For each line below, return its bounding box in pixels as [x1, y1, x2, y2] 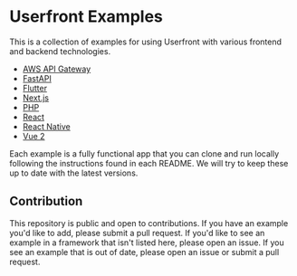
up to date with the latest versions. [9, 167, 139, 178]
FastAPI [22, 72, 52, 83]
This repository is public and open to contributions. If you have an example [9, 217, 289, 228]
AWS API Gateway [22, 63, 91, 74]
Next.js [22, 92, 50, 103]
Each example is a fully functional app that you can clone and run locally [9, 148, 279, 159]
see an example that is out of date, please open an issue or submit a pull [9, 246, 280, 257]
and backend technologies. [9, 45, 111, 56]
